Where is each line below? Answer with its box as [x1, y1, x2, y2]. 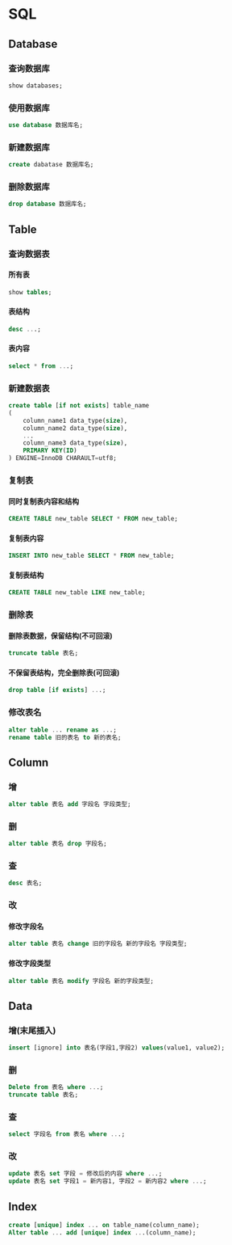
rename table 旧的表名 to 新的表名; [8, 733, 122, 741]
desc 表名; [8, 879, 43, 888]
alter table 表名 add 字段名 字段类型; [8, 800, 131, 808]
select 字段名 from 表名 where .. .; [8, 1130, 126, 1138]
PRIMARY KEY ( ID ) [23, 446, 78, 455]
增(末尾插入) [8, 1024, 56, 1036]
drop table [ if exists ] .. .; [8, 686, 106, 694]
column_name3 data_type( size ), [23, 439, 128, 447]
